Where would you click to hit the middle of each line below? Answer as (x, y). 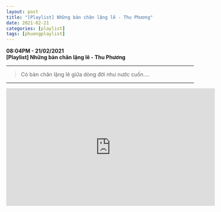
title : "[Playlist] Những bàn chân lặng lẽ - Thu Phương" (80, 17)
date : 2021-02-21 (28, 23)
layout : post (22, 12)
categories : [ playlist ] (36, 28)
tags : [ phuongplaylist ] (36, 34)
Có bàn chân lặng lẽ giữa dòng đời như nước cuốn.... (85, 75)
